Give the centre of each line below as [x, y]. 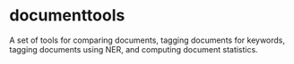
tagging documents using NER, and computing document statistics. [134, 49]
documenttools [67, 16]
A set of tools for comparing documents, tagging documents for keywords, [147, 40]
